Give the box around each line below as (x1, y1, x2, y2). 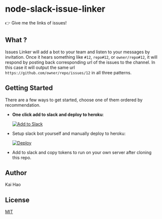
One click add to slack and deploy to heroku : (12, 111, 104, 117)
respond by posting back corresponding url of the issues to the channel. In (5, 59, 155, 65)
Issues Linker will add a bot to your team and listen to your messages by (5, 49, 150, 55)
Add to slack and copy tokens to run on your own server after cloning (12, 149, 152, 155)
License (5, 196, 30, 204)
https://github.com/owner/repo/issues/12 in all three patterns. (5, 69, 132, 75)
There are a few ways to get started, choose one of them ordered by (5, 97, 143, 103)
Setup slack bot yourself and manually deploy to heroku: (12, 131, 126, 136)
